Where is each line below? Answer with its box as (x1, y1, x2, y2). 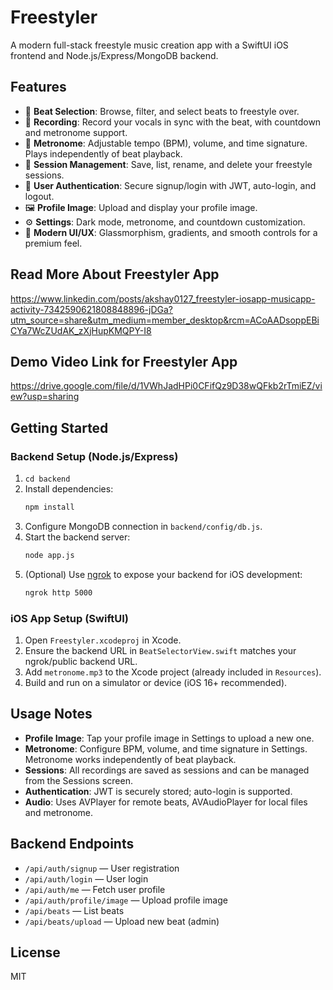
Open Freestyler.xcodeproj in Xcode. (24, 634, 182, 646)
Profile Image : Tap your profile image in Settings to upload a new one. (24, 732, 315, 744)
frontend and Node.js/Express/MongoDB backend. (10, 49, 219, 61)
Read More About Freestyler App (10, 266, 220, 283)
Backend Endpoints (10, 836, 135, 853)
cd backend (24, 474, 71, 485)
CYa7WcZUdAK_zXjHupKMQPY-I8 (10, 324, 152, 336)
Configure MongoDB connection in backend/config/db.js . (24, 520, 263, 532)
